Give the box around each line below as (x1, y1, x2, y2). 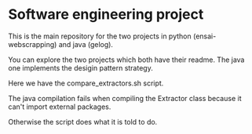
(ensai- (192, 31, 217, 41)
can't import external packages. (8, 102, 111, 111)
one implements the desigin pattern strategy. (8, 63, 153, 72)
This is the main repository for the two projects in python (8, 31, 192, 41)
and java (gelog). (58, 39, 114, 49)
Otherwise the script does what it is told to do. (8, 117, 158, 126)
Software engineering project (8, 5, 204, 24)
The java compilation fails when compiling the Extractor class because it (8, 93, 242, 103)
